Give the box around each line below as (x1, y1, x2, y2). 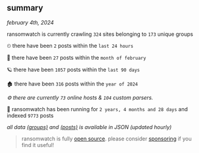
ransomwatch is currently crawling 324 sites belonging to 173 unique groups (7, 30, 194, 38)
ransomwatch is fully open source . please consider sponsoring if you (21, 135, 192, 142)
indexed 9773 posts (7, 112, 54, 119)
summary (7, 3, 44, 13)
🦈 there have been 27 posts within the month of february (7, 54, 146, 61)
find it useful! (21, 141, 54, 148)
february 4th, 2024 (7, 19, 54, 26)
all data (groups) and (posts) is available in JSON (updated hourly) (7, 123, 172, 130)
